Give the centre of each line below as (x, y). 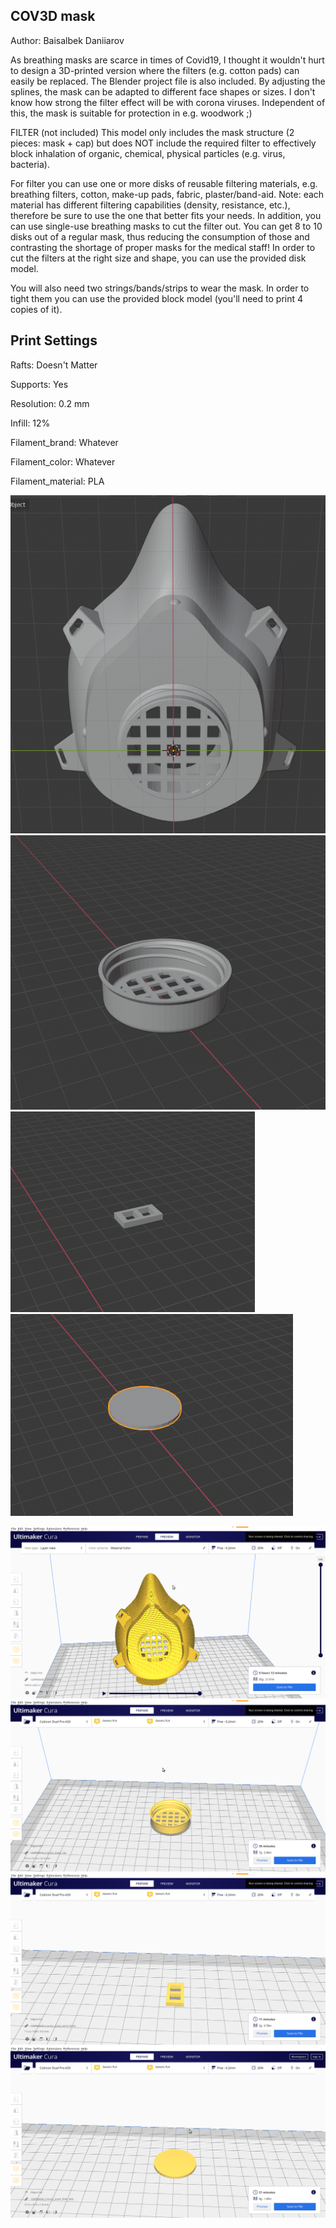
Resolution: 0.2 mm (50, 403)
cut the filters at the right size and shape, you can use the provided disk (158, 258)
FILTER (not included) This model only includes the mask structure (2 (152, 132)
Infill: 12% (30, 423)
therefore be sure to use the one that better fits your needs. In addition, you (166, 215)
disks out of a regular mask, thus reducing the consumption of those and (160, 236)
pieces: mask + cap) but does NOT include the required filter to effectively (163, 143)
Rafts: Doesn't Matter (54, 365)
